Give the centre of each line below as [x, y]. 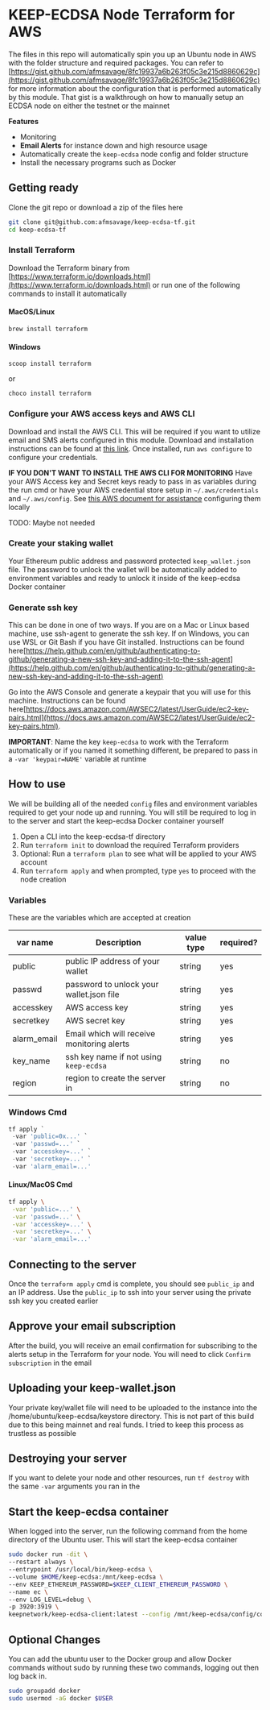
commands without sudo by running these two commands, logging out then [134, 1667]
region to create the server [116, 1078]
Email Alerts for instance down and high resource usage [113, 145]
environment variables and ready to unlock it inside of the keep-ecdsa [125, 578]
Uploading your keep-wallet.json [92, 1388]
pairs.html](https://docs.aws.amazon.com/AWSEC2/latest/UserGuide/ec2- [132, 718]
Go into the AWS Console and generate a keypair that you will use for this [130, 692]
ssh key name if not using [114, 1057]
